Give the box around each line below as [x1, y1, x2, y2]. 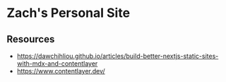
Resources [6, 33, 55, 45]
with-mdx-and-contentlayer [16, 59, 98, 68]
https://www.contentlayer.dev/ [16, 67, 105, 75]
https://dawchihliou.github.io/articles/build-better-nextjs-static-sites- [16, 52, 219, 60]
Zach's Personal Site [6, 5, 131, 21]
